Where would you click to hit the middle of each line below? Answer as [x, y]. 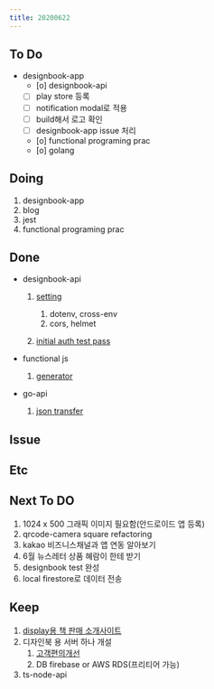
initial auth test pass [73, 341]
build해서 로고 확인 [69, 119]
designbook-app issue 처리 [86, 130]
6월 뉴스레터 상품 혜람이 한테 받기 [82, 555]
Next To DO [42, 501]
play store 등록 [63, 97]
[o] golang [55, 150]
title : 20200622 [40, 18]
